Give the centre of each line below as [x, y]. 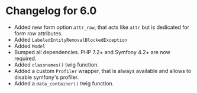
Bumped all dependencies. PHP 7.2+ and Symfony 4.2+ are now [92, 52]
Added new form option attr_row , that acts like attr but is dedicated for [102, 27]
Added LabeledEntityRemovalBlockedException [71, 39]
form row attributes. [38, 33]
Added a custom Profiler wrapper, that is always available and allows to [103, 71]
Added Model [30, 46]
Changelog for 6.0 [51, 11]
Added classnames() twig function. [56, 64]
